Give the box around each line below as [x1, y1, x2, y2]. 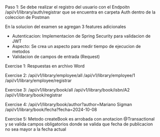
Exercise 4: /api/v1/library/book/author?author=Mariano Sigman [5, 102, 132, 107]
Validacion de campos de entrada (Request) [12, 54, 100, 60]
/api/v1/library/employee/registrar [5, 77, 72, 83]
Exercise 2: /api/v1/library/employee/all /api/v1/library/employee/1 [5, 73, 135, 78]
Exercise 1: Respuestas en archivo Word [5, 63, 85, 69]
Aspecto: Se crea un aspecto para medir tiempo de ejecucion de [12, 44, 141, 49]
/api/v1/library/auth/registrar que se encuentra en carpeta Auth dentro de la [5, 9, 156, 15]
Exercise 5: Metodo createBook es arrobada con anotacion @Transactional [5, 116, 155, 122]
